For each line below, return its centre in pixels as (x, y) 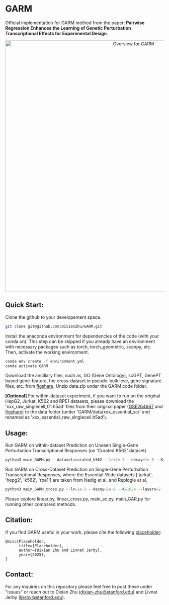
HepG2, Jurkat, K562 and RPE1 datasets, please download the (70, 401)
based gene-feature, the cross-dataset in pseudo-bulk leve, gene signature (83, 381)
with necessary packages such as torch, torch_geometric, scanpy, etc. (78, 347)
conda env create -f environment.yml (45, 361)
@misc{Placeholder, (26, 541)
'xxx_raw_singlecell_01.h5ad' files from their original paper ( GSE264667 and (84, 407)
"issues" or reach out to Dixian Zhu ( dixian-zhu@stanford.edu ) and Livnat (81, 592)
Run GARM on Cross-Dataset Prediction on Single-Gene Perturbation (77, 469)
